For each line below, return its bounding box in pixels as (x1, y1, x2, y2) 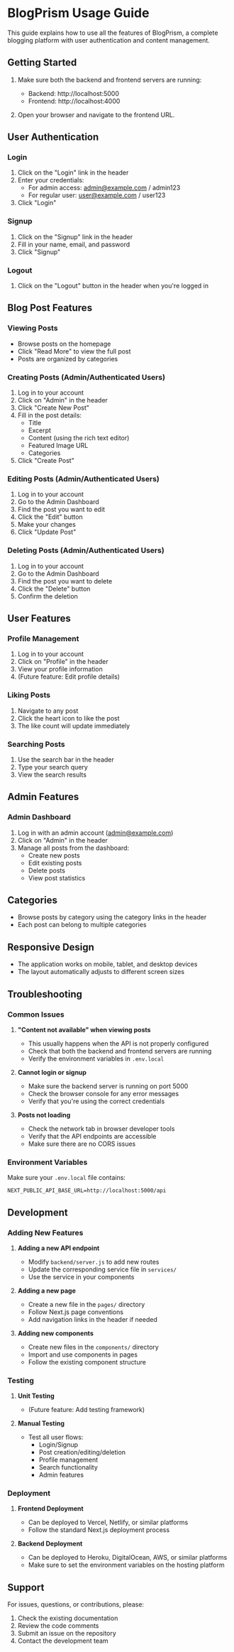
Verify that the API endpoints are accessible (28, 1132, 157, 1140)
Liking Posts (7, 690, 51, 700)
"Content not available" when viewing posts (17, 1025, 151, 1034)
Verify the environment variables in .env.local (28, 1054, 165, 1063)
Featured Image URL (28, 442, 89, 450)
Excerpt (28, 426, 52, 434)
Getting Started (7, 57, 77, 69)
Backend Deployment (17, 1539, 83, 1548)
